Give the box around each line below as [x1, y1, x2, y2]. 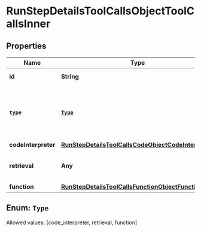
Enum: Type [6, 203, 49, 213]
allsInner [6, 17, 51, 31]
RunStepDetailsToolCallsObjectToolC [6, 4, 194, 18]
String [60, 73, 79, 80]
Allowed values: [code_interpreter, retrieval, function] [6, 219, 138, 226]
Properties [6, 41, 47, 51]
